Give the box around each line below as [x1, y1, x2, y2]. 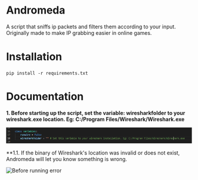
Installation [6, 50, 62, 64]
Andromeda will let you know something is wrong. [6, 155, 127, 162]
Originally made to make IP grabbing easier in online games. [6, 29, 152, 36]
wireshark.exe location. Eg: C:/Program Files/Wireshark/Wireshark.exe [6, 116, 184, 123]
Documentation [6, 90, 84, 103]
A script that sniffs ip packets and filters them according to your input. [6, 23, 176, 30]
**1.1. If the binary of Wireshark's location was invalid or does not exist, [6, 149, 180, 156]
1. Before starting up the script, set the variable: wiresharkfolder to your [6, 109, 186, 116]
